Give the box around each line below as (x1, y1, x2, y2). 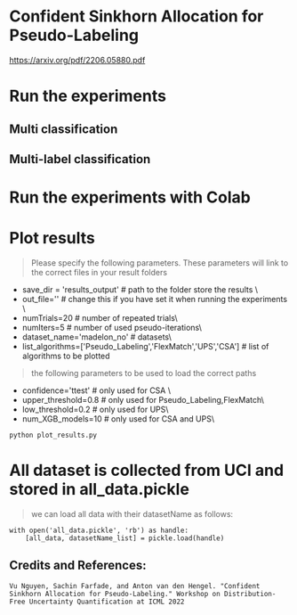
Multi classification (9, 121, 118, 136)
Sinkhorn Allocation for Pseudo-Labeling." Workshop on (9, 589, 221, 598)
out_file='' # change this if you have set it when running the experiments (21, 294, 287, 305)
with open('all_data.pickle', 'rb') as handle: (9, 526, 189, 535)
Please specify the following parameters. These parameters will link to (30, 258, 289, 268)
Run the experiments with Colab (9, 187, 251, 208)
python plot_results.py (9, 430, 98, 440)
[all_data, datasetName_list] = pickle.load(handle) (25, 533, 225, 543)
